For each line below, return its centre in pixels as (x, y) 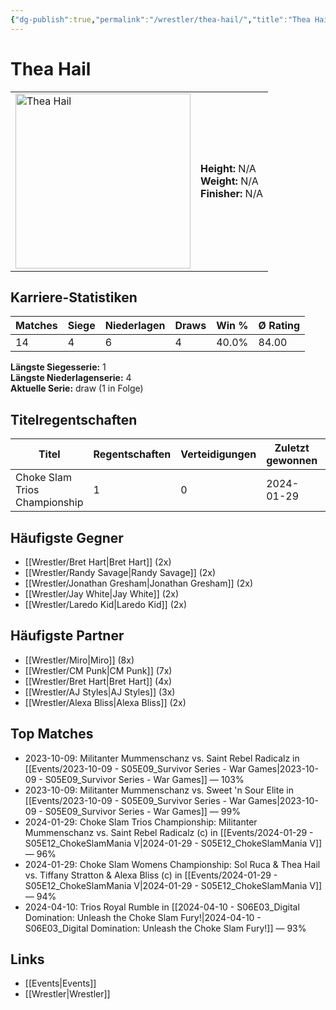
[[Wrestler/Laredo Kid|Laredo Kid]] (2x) (106, 604)
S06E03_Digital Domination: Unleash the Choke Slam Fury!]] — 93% (165, 928)
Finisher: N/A (232, 193)
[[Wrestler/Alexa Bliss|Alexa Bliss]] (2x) (105, 702)
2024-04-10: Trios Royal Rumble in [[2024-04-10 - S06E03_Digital (162, 907)
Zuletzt (292, 448)
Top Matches (52, 734)
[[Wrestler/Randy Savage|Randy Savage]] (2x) (120, 572)
